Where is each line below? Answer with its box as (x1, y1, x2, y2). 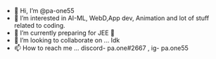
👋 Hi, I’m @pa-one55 (13, 7, 75, 15)
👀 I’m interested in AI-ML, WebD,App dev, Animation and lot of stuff (13, 14, 210, 22)
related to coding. (13, 22, 65, 29)
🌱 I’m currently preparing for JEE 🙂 (13, 28, 115, 37)
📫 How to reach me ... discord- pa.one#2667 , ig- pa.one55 (13, 44, 189, 52)
